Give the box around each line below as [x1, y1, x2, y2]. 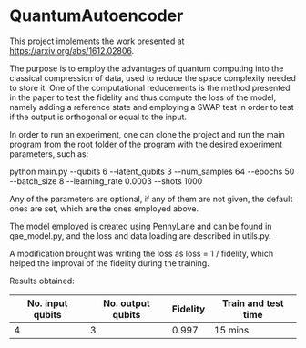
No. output [103, 297, 150, 310]
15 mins [213, 323, 250, 336]
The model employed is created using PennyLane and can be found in [9, 220, 272, 231]
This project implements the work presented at [9, 36, 185, 46]
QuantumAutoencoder [9, 5, 184, 26]
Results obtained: [9, 275, 75, 286]
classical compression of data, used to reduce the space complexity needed [9, 72, 296, 83]
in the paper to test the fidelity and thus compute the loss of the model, [9, 92, 276, 103]
